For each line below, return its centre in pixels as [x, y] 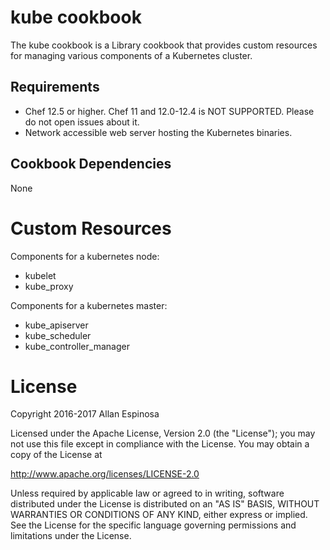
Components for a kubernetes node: [85, 256]
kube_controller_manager [77, 346]
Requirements [55, 87]
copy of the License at [56, 455]
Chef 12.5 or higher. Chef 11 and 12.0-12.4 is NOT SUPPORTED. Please [169, 111]
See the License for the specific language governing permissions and [153, 525]
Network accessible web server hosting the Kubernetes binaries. [158, 132]
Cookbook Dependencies [91, 164]
